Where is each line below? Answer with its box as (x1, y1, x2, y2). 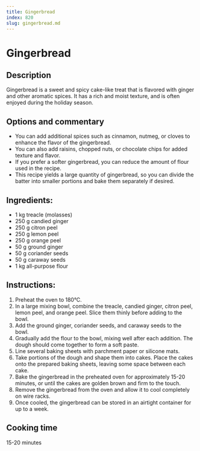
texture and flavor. (14, 152, 61, 159)
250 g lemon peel (14, 230, 59, 238)
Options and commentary (6, 116, 104, 127)
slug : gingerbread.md (6, 20, 61, 26)
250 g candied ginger (14, 218, 69, 224)
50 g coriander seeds (14, 250, 69, 257)
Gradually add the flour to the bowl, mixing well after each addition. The (14, 334, 193, 342)
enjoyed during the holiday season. (6, 99, 93, 106)
